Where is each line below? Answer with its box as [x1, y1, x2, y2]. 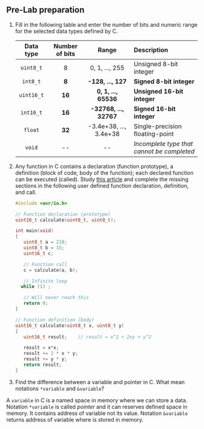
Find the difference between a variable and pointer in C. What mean [15, 378, 185, 385]
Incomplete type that [133, 139, 193, 148]
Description [133, 46, 169, 54]
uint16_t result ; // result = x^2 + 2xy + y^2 [23, 334, 152, 340]
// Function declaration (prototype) [15, 211, 111, 218]
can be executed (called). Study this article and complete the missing [15, 176, 189, 183]
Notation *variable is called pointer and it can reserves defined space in [6, 403, 188, 410]
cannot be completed [133, 147, 195, 156]
